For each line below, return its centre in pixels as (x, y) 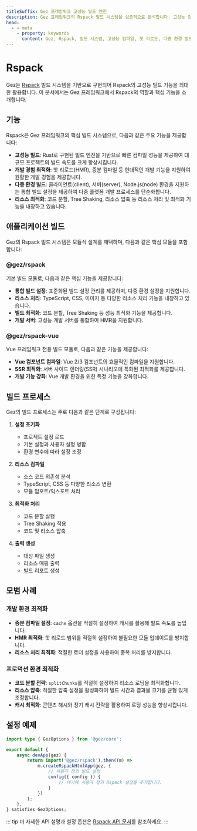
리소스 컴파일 (30, 464)
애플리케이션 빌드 (35, 227)
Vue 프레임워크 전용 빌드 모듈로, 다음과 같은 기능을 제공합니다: (77, 349)
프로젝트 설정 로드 (44, 437)
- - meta (22, 28)
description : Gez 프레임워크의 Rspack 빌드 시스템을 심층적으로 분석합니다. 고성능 (96, 17)
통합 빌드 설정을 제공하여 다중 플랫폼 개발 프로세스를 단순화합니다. (96, 191)
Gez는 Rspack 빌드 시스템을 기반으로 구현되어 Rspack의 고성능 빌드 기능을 (92, 85)
